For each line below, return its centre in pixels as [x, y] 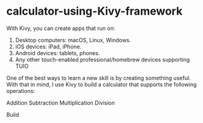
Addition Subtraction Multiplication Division [61, 103]
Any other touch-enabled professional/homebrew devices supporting [102, 59]
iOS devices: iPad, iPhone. [48, 47]
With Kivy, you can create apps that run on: [61, 28]
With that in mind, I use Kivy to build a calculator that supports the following [102, 84]
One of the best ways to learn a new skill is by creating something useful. [98, 78]
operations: [21, 91]
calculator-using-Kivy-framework [94, 11]
